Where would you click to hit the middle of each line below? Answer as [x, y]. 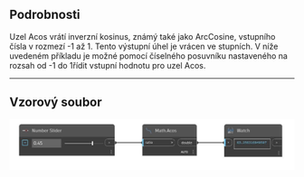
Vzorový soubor [56, 102]
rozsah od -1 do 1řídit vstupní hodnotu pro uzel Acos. [108, 65]
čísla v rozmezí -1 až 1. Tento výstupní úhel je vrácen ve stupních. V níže [144, 46]
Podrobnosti [45, 15]
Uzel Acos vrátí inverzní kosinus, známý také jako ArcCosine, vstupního [142, 36]
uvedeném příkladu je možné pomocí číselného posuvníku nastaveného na [148, 56]
